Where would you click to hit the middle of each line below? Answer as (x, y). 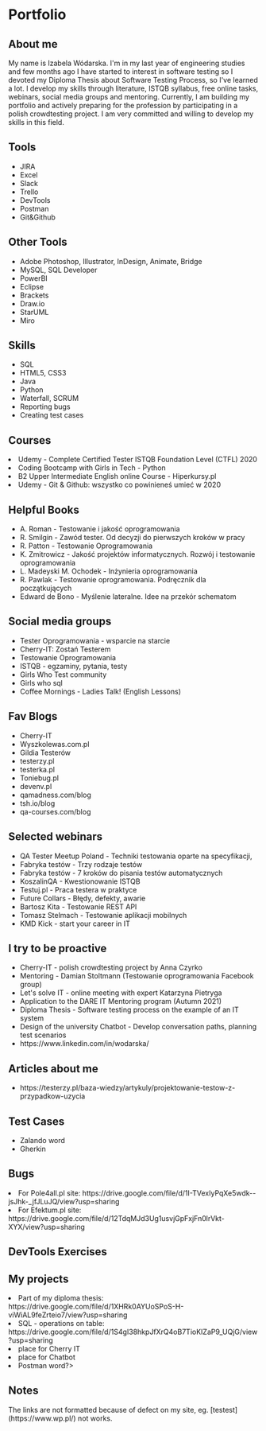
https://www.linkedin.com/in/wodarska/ (84, 1044)
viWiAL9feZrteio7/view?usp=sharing (68, 1315)
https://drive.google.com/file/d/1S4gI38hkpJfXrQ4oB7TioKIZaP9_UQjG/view (133, 1332)
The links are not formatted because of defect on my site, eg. (108, 1410)
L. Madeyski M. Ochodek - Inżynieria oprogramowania (109, 571)
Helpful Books (44, 509)
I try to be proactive (58, 948)
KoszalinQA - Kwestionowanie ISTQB (80, 881)
